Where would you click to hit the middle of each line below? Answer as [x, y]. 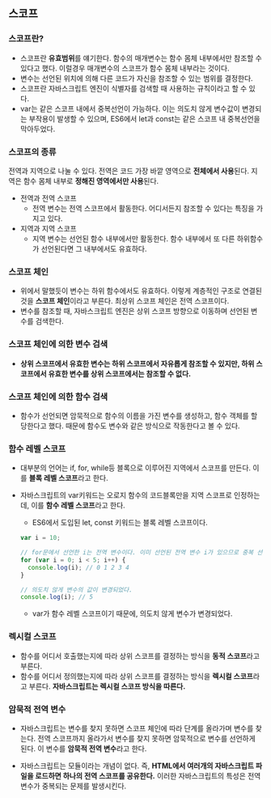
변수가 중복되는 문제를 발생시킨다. [73, 786]
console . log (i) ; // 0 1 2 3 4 [78, 567]
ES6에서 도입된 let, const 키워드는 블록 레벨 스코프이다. [120, 523]
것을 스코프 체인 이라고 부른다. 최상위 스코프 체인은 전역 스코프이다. [125, 301]
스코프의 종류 [32, 151]
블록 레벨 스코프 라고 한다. [68, 478]
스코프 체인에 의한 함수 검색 [58, 397]
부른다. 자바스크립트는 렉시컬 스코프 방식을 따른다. [107, 686]
